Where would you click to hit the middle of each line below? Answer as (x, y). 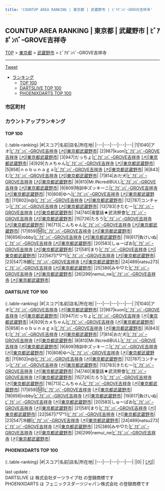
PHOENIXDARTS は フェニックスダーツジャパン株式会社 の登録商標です (77, 484)
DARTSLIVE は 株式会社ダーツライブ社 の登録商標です (59, 477)
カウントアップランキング (35, 122)
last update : (18, 472)
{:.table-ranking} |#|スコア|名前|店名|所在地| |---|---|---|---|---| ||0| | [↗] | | (80, 462)
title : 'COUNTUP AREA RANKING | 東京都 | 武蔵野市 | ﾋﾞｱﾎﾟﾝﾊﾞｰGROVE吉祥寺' (79, 10)
